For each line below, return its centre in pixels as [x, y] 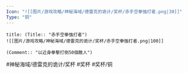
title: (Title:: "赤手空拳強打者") [47, 34]
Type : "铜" [19, 17]
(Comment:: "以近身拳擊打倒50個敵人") [49, 52]
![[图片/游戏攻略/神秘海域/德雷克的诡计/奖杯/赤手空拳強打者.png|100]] [85, 41]
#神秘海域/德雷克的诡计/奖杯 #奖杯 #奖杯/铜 [59, 64]
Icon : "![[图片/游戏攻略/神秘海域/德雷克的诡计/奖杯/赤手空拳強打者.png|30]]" [94, 12]
